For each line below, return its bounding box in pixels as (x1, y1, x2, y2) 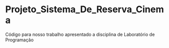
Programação (5, 37, 34, 43)
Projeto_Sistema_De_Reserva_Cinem (5, 4, 164, 15)
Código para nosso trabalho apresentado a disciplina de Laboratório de (5, 31, 155, 37)
